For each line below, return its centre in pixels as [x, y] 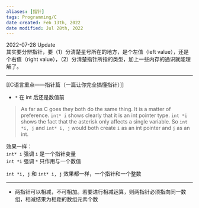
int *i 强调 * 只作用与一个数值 [44, 161]
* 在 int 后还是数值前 [40, 97]
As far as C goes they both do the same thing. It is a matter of [96, 109]
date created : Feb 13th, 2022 [44, 22]
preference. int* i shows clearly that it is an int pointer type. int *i [104, 115]
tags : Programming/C [32, 17]
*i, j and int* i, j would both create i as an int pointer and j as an [105, 128]
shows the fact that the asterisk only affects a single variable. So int [104, 122]
